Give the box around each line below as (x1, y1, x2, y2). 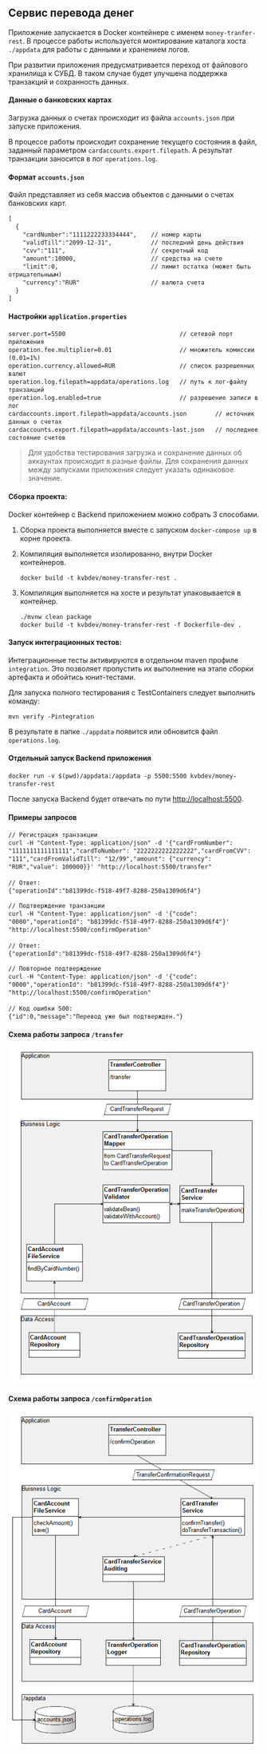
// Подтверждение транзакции (8, 902, 105, 910)
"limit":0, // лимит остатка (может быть (22, 263, 251, 271)
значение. (27, 473, 62, 483)
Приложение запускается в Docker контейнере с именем (8, 27, 205, 37)
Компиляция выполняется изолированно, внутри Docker (19, 548, 213, 558)
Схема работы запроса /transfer (8, 1029, 124, 1039)
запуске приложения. (8, 121, 82, 131)
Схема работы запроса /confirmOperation (8, 1394, 153, 1404)
